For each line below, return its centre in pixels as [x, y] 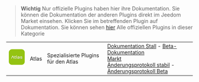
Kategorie [33, 34]
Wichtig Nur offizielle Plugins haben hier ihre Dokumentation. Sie [100, 9]
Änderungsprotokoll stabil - [141, 65]
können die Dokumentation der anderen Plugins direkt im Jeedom [101, 15]
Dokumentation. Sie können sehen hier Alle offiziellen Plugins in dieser [107, 27]
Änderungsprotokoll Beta [137, 71]
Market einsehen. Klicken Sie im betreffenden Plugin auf [89, 21]
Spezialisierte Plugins [73, 55]
